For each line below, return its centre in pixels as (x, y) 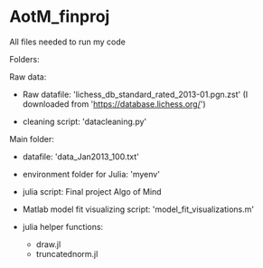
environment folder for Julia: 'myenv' (91, 174)
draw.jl (48, 244)
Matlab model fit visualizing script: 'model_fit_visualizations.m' (138, 209)
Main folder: (32, 139)
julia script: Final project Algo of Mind (92, 191)
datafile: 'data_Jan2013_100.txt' (81, 157)
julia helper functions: (63, 226)
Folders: (24, 59)
